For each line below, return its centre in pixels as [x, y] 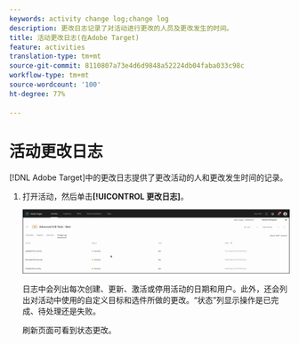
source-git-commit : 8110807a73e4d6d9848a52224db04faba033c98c [127, 66]
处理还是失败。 [73, 311]
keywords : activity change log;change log [89, 19]
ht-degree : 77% [37, 94]
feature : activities [48, 47]
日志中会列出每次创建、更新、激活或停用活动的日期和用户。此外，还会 [151, 289]
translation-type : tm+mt [55, 57]
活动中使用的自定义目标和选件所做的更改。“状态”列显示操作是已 [154, 299]
